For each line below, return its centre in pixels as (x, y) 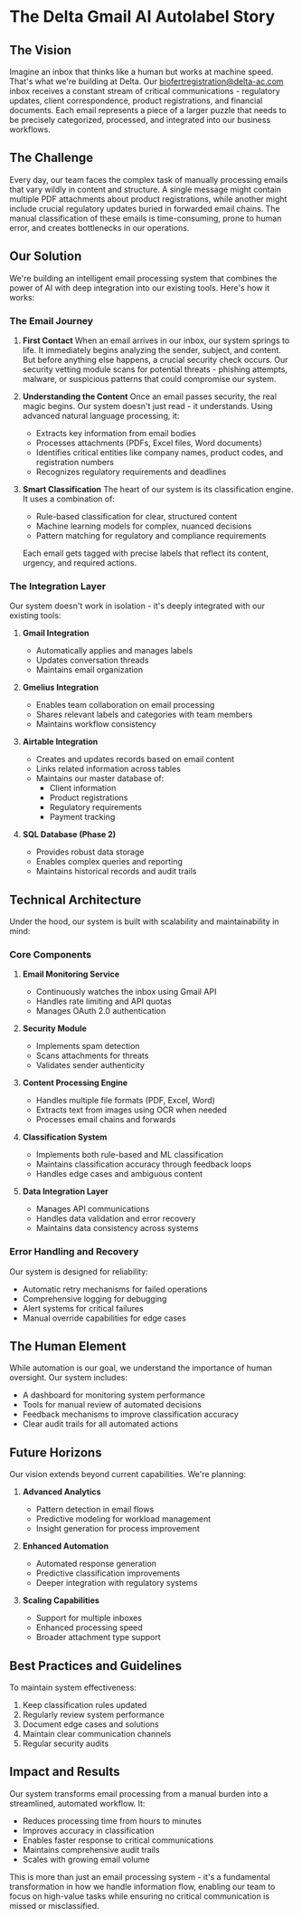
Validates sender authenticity (90, 1065)
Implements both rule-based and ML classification (129, 1155)
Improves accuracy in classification (88, 1830)
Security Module (55, 1028)
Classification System (65, 1137)
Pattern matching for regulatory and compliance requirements (151, 535)
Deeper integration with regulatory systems (117, 1583)
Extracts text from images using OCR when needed (132, 1110)
